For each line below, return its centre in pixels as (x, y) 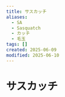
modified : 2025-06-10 (33, 55)
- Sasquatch (26, 28)
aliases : (17, 17)
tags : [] (17, 45)
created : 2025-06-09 (32, 50)
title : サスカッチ (27, 11)
